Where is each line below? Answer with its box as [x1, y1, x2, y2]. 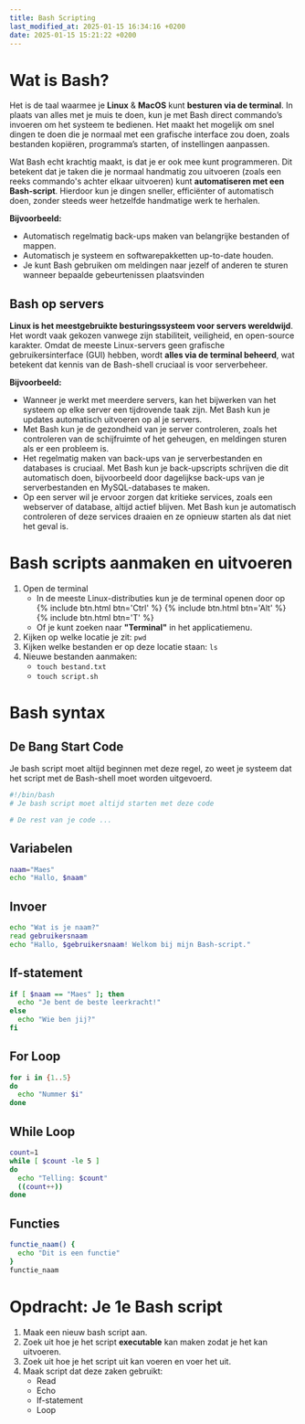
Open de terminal [22, 583, 89, 594]
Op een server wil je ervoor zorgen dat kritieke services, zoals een [22, 492, 273, 503]
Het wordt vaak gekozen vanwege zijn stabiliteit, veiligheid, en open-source [9, 330, 295, 341]
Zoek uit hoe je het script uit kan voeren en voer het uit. [22, 1355, 231, 1366]
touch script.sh [36, 673, 99, 682]
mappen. [22, 240, 57, 251]
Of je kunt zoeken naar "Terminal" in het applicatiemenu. [36, 622, 253, 633]
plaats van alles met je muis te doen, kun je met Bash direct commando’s [9, 110, 283, 121]
